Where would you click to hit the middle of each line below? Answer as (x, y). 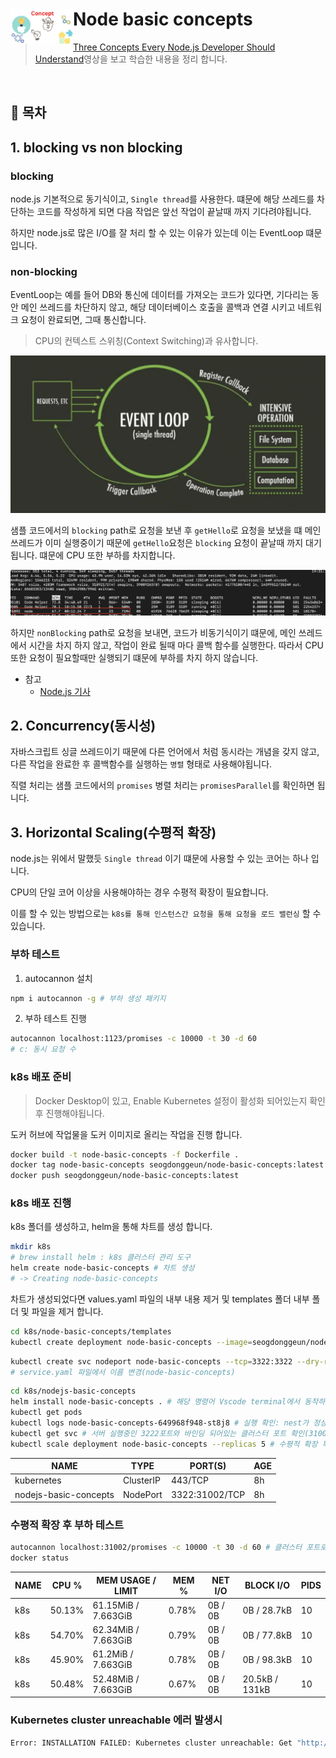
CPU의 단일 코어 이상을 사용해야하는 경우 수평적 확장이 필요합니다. (139, 892)
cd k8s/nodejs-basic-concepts (73, 1391)
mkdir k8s (31, 1247)
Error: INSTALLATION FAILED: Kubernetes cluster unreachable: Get (151, 1743)
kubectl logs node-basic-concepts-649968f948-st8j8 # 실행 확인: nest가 (160, 1423)
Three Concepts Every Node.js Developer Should (174, 47)
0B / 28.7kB (267, 1610)
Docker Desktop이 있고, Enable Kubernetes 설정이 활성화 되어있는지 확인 (180, 1100)
